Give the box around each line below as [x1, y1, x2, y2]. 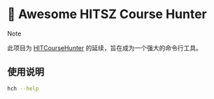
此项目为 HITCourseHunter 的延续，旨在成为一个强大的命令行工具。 [7, 43, 203, 52]
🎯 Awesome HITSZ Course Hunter [7, 6, 208, 22]
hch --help [7, 85, 39, 92]
